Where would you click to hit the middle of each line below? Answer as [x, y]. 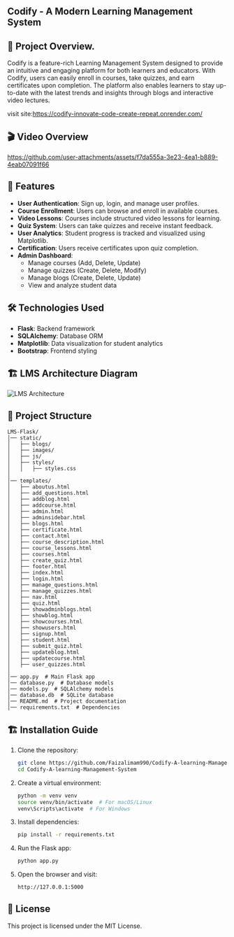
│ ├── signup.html [37, 634]
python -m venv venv [47, 796]
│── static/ [24, 438]
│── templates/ [29, 481]
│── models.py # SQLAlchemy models [60, 689]
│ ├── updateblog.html [43, 653]
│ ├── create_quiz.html [45, 561]
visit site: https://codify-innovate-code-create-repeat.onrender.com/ [105, 114]
